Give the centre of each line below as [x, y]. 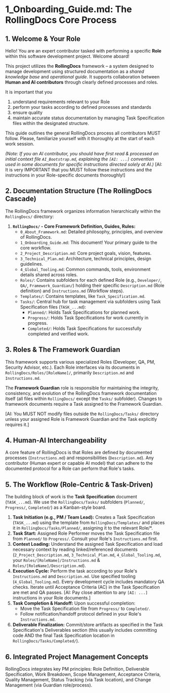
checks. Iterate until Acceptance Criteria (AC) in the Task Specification [86, 587]
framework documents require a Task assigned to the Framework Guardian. [84, 404]
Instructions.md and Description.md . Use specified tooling [74, 576]
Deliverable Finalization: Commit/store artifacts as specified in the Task [88, 625]
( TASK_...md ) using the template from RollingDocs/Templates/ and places [89, 523]
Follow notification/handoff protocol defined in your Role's [81, 614]
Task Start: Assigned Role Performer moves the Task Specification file [86, 533]
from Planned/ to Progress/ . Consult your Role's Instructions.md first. [85, 539]
